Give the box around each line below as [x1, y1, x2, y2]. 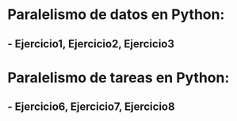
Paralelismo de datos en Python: [7, 6, 225, 24]
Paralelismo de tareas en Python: [7, 69, 230, 86]
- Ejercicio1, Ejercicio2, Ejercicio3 [7, 37, 175, 51]
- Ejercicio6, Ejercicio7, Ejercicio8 [7, 100, 175, 114]
